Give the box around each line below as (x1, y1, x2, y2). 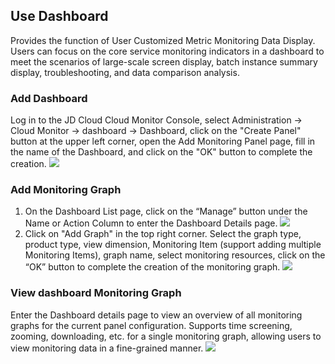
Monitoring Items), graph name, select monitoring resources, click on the (24, 249, 326, 261)
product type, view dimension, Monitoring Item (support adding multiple (24, 239, 322, 251)
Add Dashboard (10, 91, 88, 105)
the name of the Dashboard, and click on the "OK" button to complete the (10, 146, 313, 158)
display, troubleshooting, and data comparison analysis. (10, 66, 240, 78)
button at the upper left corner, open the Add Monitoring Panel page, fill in (10, 135, 316, 148)
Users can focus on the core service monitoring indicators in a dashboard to (10, 45, 325, 57)
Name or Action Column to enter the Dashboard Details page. (24, 217, 278, 229)
